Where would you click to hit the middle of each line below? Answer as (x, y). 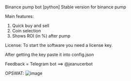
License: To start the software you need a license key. (59, 45)
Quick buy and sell (31, 26)
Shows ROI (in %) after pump (41, 36)
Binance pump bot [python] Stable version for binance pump (65, 7)
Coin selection (26, 31)
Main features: (19, 16)
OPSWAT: (15, 73)
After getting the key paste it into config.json (49, 54)
